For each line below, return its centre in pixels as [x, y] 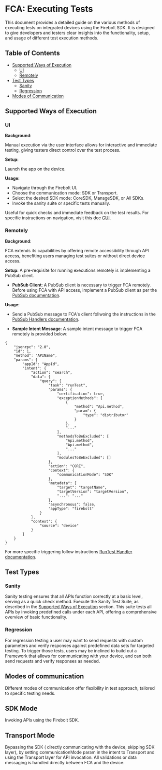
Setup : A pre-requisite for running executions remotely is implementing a [78, 270]
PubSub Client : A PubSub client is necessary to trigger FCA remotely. [81, 285]
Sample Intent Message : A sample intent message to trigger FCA [77, 329]
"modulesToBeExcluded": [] [84, 457]
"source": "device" [59, 525]
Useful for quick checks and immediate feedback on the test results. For [77, 213]
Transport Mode [30, 735]
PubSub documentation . [36, 295]
